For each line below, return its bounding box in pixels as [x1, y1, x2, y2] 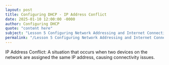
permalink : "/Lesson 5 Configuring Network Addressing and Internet [5, 35, 152, 40]
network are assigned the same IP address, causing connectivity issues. [5, 54, 155, 60]
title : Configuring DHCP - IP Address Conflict [5, 12, 107, 17]
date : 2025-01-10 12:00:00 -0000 [5, 16, 75, 21]
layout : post [5, 7, 33, 12]
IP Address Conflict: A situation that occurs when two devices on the [5, 48, 148, 55]
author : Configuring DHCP [5, 21, 59, 26]
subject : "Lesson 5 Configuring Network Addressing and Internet [5, 30, 145, 35]
